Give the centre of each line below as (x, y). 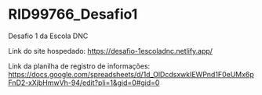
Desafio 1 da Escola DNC (48, 36)
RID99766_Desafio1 (73, 14)
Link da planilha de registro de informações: (79, 66)
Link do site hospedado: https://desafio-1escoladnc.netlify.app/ (111, 51)
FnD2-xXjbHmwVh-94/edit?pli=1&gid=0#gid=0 (84, 83)
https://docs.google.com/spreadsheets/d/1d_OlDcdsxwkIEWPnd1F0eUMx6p (131, 74)
